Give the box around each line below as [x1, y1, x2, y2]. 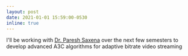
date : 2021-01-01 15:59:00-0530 [6, 14, 87, 20]
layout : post [6, 8, 39, 15]
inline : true [6, 20, 39, 26]
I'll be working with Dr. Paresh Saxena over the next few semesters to [6, 37, 179, 44]
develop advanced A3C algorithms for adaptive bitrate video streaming [6, 43, 183, 50]
